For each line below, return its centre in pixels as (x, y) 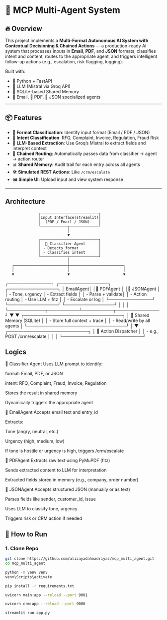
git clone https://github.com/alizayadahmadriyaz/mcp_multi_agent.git (80, 559)
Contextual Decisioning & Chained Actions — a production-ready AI (76, 46)
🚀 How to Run (26, 534)
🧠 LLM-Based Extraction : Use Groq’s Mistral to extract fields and (79, 143)
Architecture (25, 202)
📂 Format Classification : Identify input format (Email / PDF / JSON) (81, 132)
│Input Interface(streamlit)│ (70, 217)
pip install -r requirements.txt (40, 586)
